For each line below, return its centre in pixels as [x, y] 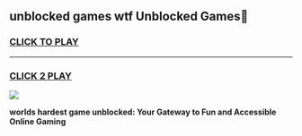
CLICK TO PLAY [44, 42]
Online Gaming [38, 121]
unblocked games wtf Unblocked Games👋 [129, 17]
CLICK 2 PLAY [40, 75]
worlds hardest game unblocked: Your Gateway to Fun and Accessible [143, 112]
